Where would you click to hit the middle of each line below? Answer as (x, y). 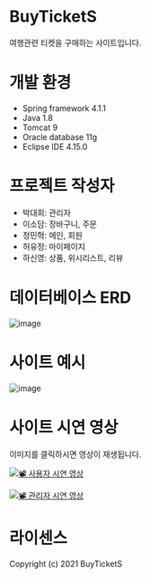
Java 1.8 (38, 117)
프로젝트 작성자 (62, 186)
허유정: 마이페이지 (53, 247)
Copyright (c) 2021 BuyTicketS (66, 564)
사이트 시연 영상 (64, 427)
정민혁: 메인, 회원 (52, 235)
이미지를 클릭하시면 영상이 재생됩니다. (75, 454)
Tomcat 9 (40, 127)
